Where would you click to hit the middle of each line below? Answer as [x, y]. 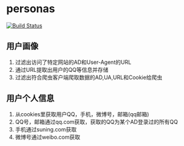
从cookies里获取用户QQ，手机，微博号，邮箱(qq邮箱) [82, 114]
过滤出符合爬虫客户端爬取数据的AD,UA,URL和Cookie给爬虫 [89, 77]
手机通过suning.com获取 [46, 129]
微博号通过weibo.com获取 [48, 137]
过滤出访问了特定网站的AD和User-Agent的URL [73, 62]
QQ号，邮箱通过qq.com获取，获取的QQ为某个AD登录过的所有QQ [96, 122]
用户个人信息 [30, 98]
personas [31, 9]
